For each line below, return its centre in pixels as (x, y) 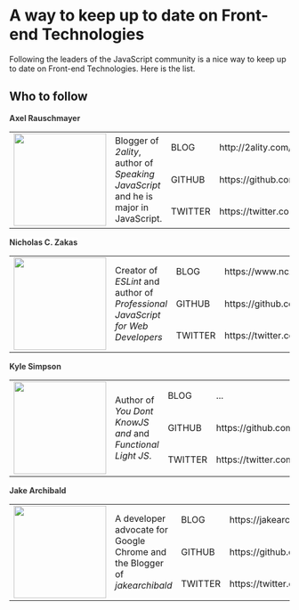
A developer (141, 518)
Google (130, 541)
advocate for (142, 529)
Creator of (137, 270)
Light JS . (133, 455)
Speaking (135, 174)
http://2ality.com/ (255, 148)
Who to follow (48, 97)
